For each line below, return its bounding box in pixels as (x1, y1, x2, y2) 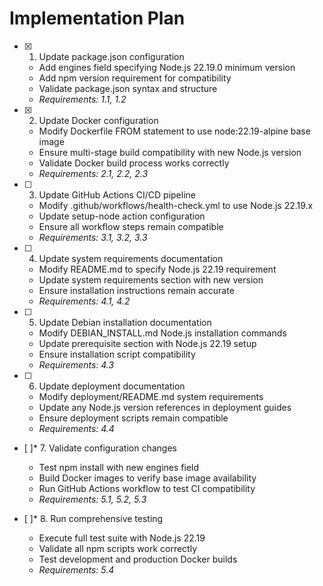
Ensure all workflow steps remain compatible (38, 220, 224, 232)
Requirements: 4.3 (38, 358, 115, 371)
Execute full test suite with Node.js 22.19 (38, 532, 206, 544)
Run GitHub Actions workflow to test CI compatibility (38, 482, 256, 494)
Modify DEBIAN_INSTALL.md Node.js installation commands (38, 327, 287, 339)
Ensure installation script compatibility (38, 348, 196, 360)
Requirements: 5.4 (38, 563, 115, 576)
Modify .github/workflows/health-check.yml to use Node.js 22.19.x (38, 199, 314, 211)
